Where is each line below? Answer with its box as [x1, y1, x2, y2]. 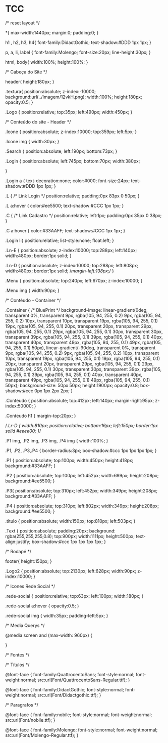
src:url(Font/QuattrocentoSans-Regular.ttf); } [37, 677, 130, 683]
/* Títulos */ [5, 662, 30, 668]
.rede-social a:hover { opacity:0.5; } [5, 603, 79, 609]
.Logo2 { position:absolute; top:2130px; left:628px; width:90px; [5, 568, 136, 574]
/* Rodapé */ [5, 548, 32, 554]
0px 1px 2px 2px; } [34, 388, 73, 394]
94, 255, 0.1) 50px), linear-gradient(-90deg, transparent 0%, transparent [5, 345, 156, 351]
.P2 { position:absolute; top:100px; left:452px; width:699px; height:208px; [5, 472, 159, 478]
